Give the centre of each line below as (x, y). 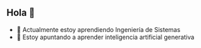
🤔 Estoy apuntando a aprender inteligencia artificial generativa (105, 37)
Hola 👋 (21, 13)
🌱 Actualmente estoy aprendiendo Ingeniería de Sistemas (98, 29)
